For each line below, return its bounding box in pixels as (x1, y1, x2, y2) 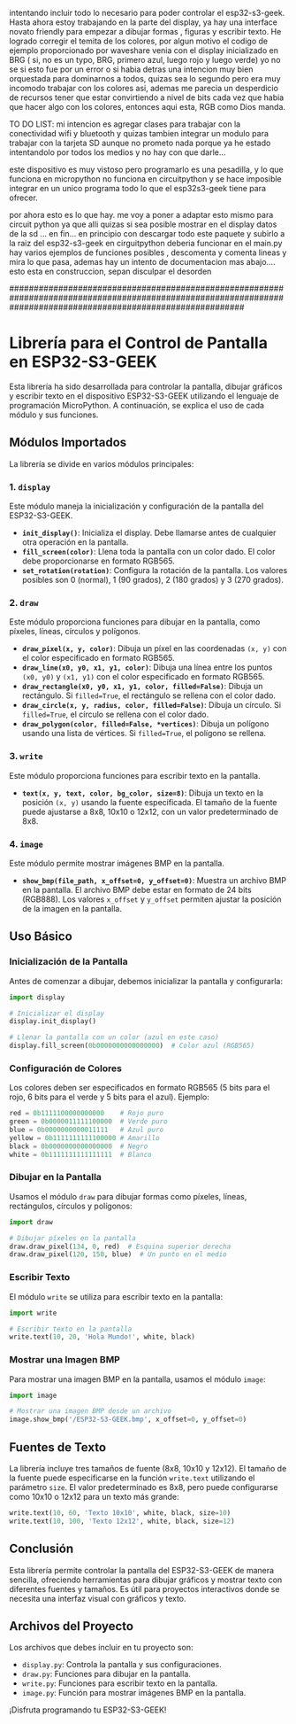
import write (9, 1309, 57, 1317)
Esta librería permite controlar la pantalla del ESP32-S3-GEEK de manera (9, 1565, 275, 1575)
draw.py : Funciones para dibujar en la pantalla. (21, 1669, 192, 1680)
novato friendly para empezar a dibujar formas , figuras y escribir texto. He (9, 27, 282, 36)
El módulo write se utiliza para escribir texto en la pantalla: (9, 1291, 224, 1301)
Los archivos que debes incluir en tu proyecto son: (9, 1642, 194, 1653)
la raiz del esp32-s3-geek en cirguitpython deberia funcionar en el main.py (9, 238, 283, 248)
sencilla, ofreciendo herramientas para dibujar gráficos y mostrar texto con (9, 1574, 283, 1585)
